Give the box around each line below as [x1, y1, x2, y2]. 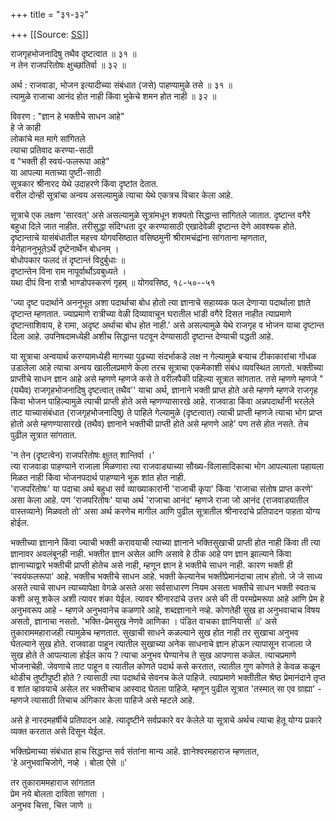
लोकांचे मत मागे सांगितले [10, 133, 86, 144]
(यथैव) [10, 384, 32, 396]
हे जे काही [10, 122, 42, 133]
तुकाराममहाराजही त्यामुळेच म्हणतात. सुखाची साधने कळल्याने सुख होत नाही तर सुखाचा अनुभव [10, 627, 299, 638]
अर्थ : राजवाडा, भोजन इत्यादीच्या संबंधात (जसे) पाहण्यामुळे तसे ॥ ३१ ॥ [10, 79, 233, 91]
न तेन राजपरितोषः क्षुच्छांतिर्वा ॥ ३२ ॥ [10, 59, 127, 71]
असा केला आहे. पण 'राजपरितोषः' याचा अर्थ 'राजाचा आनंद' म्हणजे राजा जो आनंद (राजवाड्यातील [10, 494, 309, 506]
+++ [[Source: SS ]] [10, 29, 89, 40]
